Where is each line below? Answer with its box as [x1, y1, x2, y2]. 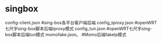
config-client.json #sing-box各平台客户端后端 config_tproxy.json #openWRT [5, 20, 157, 25]
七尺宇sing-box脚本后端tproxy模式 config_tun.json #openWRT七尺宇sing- [5, 25, 152, 31]
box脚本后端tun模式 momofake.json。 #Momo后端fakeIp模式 [5, 31, 127, 37]
